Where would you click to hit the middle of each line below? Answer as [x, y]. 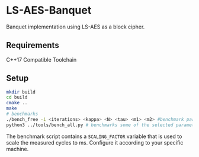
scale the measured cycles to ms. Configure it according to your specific [95, 142]
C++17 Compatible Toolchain [41, 59]
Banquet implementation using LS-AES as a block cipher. [76, 27]
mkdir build [21, 92]
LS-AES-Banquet [49, 10]
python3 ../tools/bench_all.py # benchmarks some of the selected [90, 125]
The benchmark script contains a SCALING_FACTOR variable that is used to [94, 136]
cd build [17, 97]
